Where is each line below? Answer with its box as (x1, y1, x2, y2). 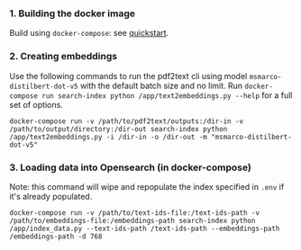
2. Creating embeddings (9, 50, 118, 63)
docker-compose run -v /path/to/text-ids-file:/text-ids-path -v (9, 208, 260, 218)
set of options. (9, 99, 63, 110)
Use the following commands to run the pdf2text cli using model (9, 70, 248, 81)
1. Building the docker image (9, 7, 136, 20)
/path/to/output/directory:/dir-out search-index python (9, 124, 228, 133)
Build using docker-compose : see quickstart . (9, 28, 169, 39)
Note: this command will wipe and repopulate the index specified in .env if (9, 181, 285, 192)
